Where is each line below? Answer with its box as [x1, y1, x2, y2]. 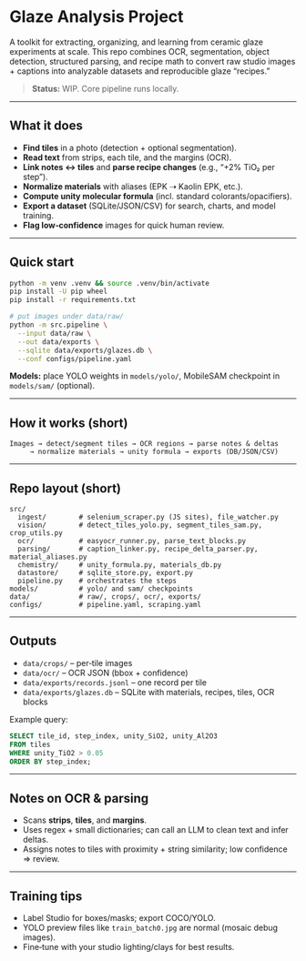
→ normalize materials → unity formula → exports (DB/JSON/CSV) [29, 448, 280, 457]
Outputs [9, 633, 57, 649]
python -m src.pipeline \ [9, 320, 107, 329]
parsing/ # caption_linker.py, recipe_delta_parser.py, [17, 544, 259, 554]
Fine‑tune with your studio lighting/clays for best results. [22, 942, 235, 952]
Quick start [9, 255, 75, 270]
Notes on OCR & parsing [9, 790, 149, 806]
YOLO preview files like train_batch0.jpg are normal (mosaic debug [22, 922, 279, 933]
